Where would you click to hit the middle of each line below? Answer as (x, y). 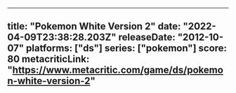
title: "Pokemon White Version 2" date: (94, 26)
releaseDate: (147, 37)
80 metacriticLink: (48, 59)
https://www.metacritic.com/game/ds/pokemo (118, 70)
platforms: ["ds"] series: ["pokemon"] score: (126, 49)
